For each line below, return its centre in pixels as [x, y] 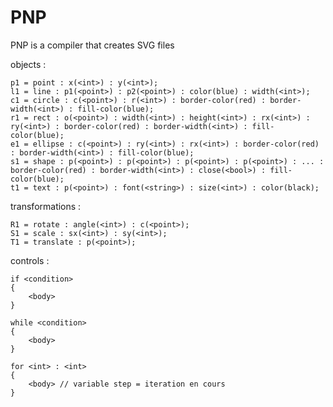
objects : [28, 64]
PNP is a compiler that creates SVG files [92, 45]
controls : [30, 260]
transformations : [46, 206]
